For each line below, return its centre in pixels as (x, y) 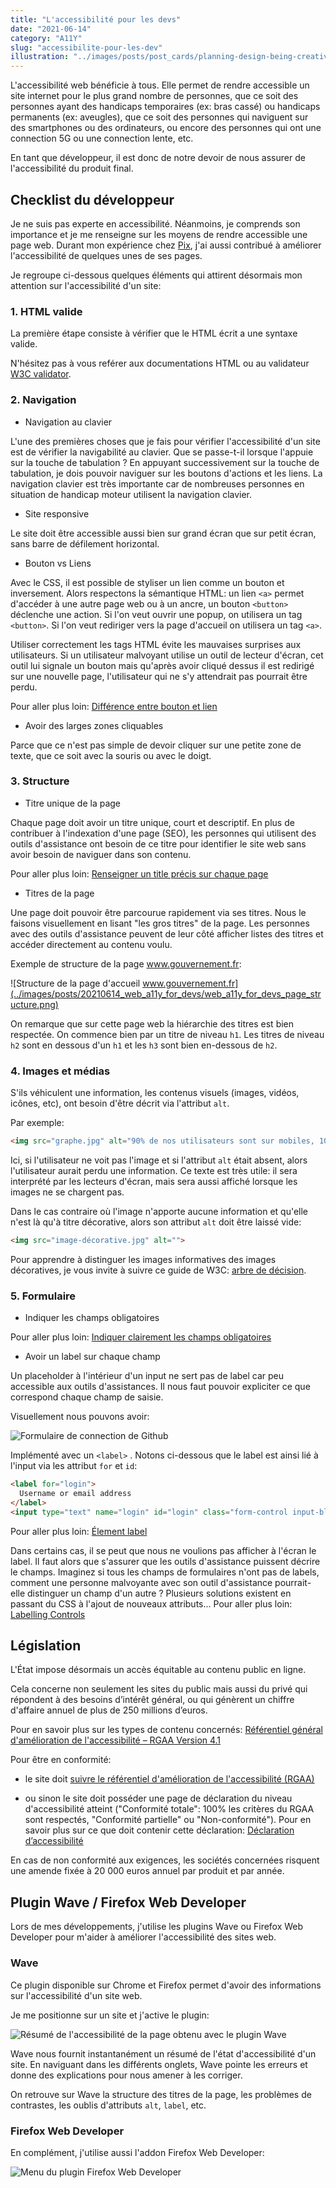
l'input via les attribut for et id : (74, 1466)
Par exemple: (37, 1123)
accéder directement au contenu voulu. (91, 944)
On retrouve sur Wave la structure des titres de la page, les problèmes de (161, 2094)
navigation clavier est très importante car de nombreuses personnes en (157, 483)
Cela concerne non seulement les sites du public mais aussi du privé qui (159, 1689)
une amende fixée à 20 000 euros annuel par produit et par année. (147, 1871)
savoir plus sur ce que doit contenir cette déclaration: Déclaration (159, 1830)
